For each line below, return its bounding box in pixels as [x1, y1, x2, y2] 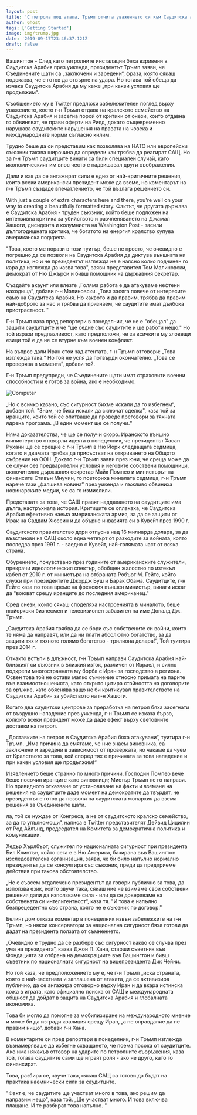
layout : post [6, 8, 38, 15]
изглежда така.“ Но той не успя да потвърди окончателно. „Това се [6, 354, 175, 361]
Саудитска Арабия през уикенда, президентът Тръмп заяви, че [6, 63, 165, 70]
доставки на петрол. [6, 722, 57, 729]
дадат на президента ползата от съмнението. [6, 928, 120, 935]
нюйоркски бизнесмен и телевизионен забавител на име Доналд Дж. [6, 607, 182, 614]
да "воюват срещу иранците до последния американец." [6, 589, 150, 596]
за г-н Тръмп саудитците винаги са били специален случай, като [6, 155, 169, 162]
